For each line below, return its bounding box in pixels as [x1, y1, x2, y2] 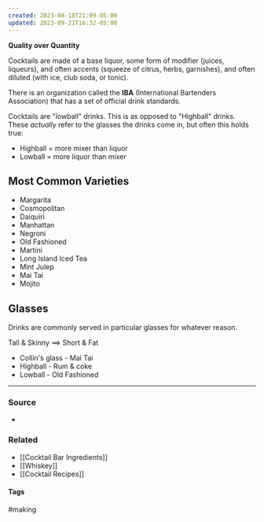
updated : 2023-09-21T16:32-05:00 [8, 19, 118, 27]
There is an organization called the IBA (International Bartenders [8, 87, 217, 97]
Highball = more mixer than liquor [19, 143, 128, 153]
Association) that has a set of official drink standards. [8, 96, 181, 106]
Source [8, 397, 37, 408]
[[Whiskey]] [19, 461, 58, 470]
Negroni [19, 229, 46, 239]
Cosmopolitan [19, 204, 65, 213]
